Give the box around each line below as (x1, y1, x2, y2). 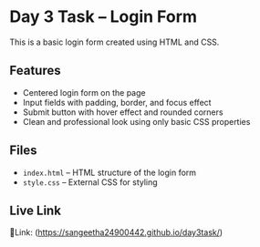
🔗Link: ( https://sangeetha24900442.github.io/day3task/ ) (9, 227, 224, 238)
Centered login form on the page (22, 87, 146, 98)
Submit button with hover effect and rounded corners (22, 107, 224, 118)
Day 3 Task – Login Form (9, 6, 198, 27)
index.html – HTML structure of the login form (22, 167, 197, 178)
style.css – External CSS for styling (22, 176, 158, 188)
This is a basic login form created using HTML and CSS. (9, 36, 220, 47)
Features (9, 63, 61, 78)
